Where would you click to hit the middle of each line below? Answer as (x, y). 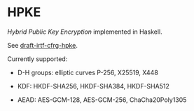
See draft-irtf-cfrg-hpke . (43, 45)
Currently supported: (37, 59)
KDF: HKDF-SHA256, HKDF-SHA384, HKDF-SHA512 (93, 86)
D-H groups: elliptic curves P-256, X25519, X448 (88, 72)
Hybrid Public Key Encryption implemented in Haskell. (85, 32)
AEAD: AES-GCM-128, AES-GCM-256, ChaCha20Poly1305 (102, 100)
